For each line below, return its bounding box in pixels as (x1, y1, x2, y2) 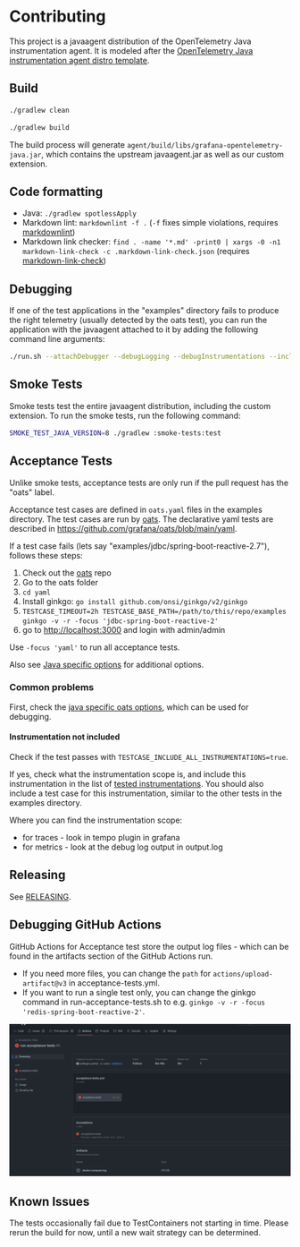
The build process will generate (9, 139, 125, 149)
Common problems (9, 681, 95, 694)
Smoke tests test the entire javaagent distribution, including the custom (9, 400, 271, 411)
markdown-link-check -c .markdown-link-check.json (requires (21, 246, 250, 257)
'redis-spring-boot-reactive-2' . (21, 1005, 146, 1017)
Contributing (9, 6, 106, 27)
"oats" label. (9, 486, 55, 498)
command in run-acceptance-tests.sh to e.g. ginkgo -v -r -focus (21, 996, 266, 1007)
